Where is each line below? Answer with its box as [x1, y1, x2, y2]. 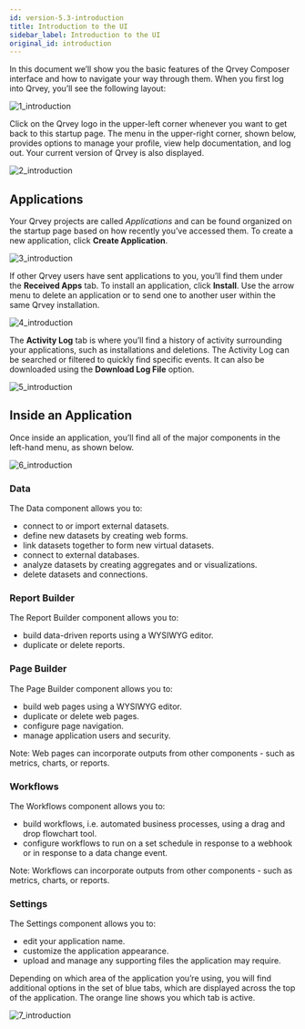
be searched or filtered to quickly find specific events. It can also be [9, 355, 265, 365]
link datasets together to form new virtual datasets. [22, 540, 214, 551]
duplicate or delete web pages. [22, 710, 139, 721]
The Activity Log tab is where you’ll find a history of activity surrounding [9, 334, 282, 346]
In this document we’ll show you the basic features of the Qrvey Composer [9, 64, 290, 75]
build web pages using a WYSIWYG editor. [22, 701, 182, 712]
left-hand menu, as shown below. [9, 441, 135, 452]
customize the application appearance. [22, 945, 169, 957]
